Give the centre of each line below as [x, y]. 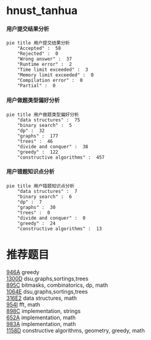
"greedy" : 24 [37, 223]
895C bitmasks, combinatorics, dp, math [57, 285]
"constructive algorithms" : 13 [60, 229]
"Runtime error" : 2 [44, 65]
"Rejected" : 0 [38, 54]
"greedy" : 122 [38, 152]
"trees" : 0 [34, 212]
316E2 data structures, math [42, 298]
